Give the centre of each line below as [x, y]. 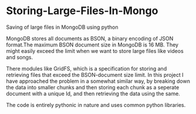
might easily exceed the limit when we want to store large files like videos [95, 51]
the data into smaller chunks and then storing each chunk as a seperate [93, 87]
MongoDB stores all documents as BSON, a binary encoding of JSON [90, 38]
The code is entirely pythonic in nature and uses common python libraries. [96, 105]
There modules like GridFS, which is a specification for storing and [87, 68]
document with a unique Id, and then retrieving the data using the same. [93, 93]
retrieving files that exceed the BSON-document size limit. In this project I [95, 75]
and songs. [20, 57]
